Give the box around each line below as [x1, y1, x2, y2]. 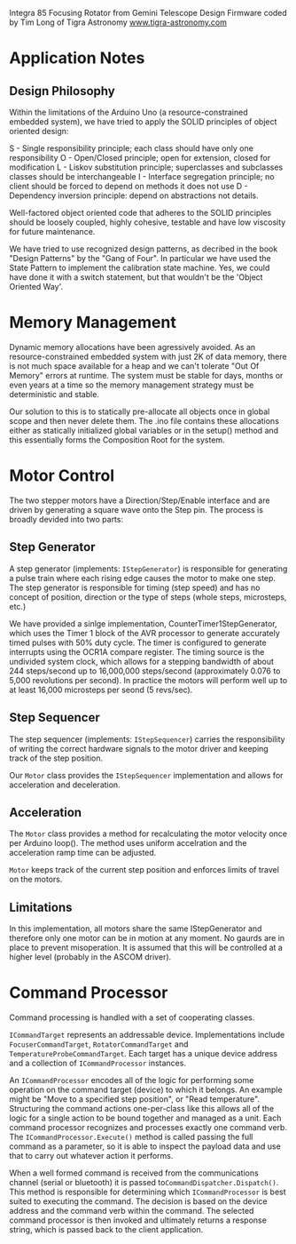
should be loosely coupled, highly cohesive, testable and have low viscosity [9, 217, 286, 227]
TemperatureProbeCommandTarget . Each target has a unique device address [9, 1049, 277, 1059]
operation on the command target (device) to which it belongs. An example [9, 1084, 283, 1096]
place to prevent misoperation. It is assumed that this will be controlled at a [9, 942, 284, 953]
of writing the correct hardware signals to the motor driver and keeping [9, 743, 269, 754]
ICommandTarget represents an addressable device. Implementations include [9, 1030, 285, 1041]
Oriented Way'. [9, 282, 64, 291]
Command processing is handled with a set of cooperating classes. [9, 1012, 255, 1023]
